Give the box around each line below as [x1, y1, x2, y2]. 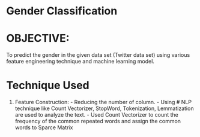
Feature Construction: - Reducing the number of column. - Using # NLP [14, 99, 192, 106]
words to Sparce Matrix [14, 124, 73, 131]
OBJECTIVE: [6, 32, 70, 45]
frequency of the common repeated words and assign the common [14, 118, 181, 125]
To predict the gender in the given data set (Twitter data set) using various [6, 51, 190, 59]
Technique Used [6, 79, 90, 92]
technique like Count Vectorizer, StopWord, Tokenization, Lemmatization [14, 105, 194, 112]
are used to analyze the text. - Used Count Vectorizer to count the [14, 111, 179, 118]
